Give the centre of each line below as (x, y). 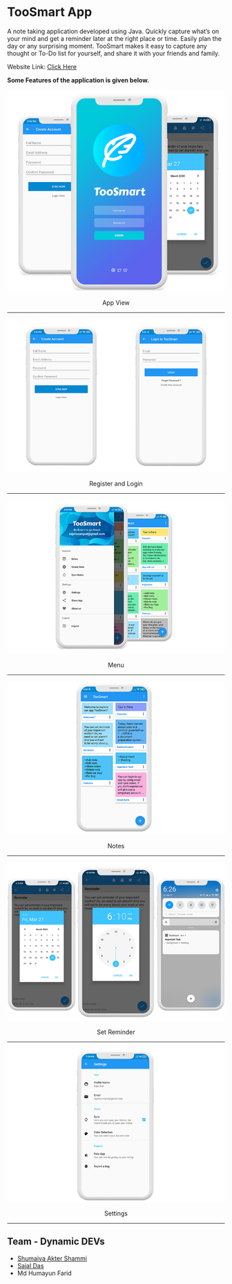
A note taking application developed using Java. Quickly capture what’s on (113, 31)
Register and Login (116, 484)
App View (116, 303)
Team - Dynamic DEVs (56, 1241)
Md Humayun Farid (45, 1273)
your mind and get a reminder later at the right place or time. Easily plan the (115, 38)
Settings (116, 1213)
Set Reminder (116, 1032)
